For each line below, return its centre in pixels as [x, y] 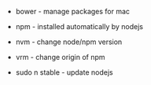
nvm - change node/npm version [69, 42]
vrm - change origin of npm [60, 57]
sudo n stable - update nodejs [64, 72]
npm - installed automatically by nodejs [79, 26]
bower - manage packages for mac [73, 11]
